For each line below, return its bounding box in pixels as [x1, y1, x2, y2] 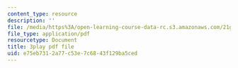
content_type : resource [7, 10, 78, 18]
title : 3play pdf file [7, 43, 74, 50]
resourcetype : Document [7, 37, 78, 44]
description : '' [7, 17, 55, 24]
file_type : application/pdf [7, 30, 91, 38]
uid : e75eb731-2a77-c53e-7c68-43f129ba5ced [7, 50, 138, 57]
